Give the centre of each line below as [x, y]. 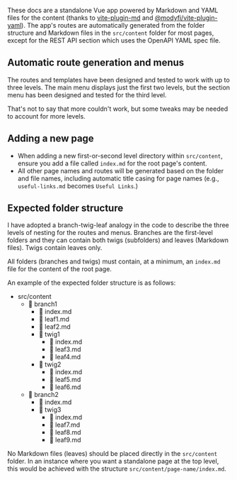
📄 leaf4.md [65, 357]
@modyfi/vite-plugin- [186, 18]
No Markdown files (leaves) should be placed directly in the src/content [112, 454]
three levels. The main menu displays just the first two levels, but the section [119, 87]
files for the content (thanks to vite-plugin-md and [80, 18]
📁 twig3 [50, 410]
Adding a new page [51, 139]
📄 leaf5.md [65, 380]
